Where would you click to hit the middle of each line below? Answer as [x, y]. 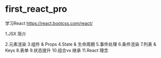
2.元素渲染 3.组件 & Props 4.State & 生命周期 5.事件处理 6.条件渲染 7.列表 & [81, 44]
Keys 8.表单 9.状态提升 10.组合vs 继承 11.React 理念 [57, 50]
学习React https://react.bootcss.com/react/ [49, 23]
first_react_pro [36, 9]
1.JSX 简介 [16, 33]
